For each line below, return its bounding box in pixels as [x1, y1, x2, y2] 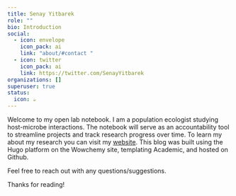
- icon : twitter [13, 57, 62, 64]
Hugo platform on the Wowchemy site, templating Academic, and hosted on [7, 146, 229, 154]
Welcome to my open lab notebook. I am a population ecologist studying [7, 115, 218, 124]
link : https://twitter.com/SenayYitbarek [20, 69, 144, 76]
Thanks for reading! [7, 180, 65, 188]
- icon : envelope [13, 37, 65, 44]
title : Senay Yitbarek [7, 10, 74, 18]
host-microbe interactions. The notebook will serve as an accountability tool [7, 123, 230, 131]
